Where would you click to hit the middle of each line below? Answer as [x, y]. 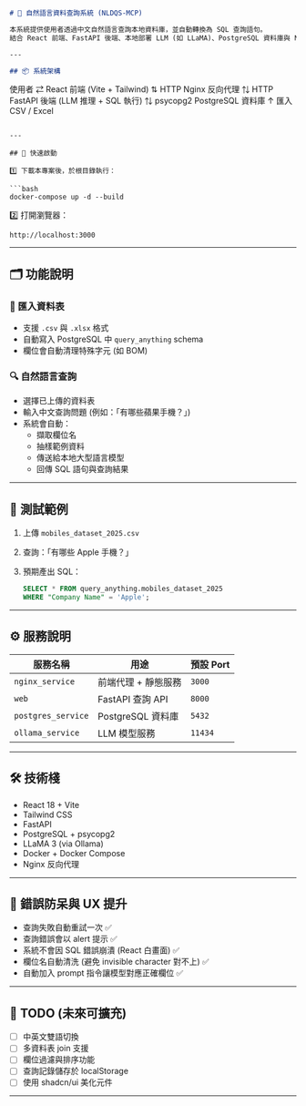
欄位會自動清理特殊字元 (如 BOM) [85, 351]
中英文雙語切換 [51, 1037]
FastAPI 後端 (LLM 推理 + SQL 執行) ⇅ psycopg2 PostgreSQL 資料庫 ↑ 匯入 [151, 101]
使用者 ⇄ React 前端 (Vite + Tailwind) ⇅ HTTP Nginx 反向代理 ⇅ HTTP [142, 89]
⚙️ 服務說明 [40, 636]
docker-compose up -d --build [67, 197]
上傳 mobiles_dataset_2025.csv [81, 533]
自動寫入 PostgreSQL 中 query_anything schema [113, 339]
